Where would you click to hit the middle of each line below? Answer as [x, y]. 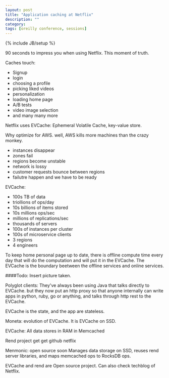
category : [16, 24]
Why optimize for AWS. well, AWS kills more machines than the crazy [77, 135]
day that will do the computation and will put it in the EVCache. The [75, 261]
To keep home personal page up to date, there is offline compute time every [84, 255]
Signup [20, 73]
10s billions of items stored [40, 207]
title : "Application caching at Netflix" [49, 15]
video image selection [36, 110]
